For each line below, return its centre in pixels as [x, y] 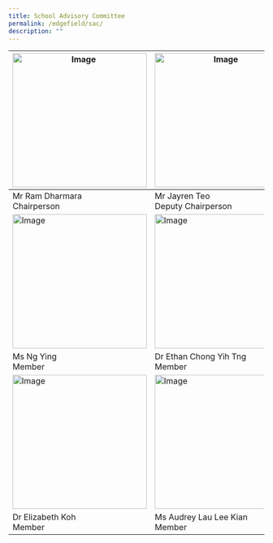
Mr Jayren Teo [182, 196]
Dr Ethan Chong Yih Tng [200, 357]
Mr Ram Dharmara [48, 196]
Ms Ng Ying [35, 357]
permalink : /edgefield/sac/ [56, 24]
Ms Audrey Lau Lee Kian [201, 517]
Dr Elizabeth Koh [44, 517]
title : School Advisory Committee [67, 16]
